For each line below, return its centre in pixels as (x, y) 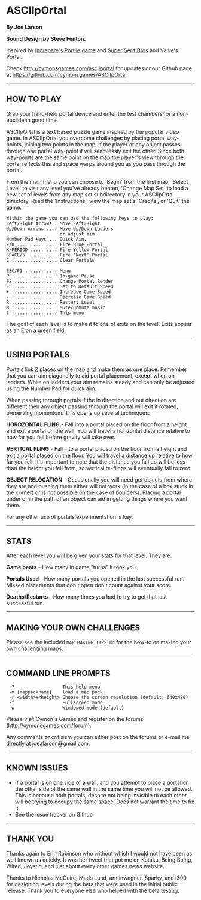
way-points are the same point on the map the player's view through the (95, 157)
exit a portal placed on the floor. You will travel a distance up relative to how (100, 455)
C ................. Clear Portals (51, 260)
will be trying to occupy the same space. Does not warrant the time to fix (104, 802)
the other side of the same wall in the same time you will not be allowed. (103, 789)
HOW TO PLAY (34, 99)
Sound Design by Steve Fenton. (46, 38)
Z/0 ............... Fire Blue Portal (54, 244)
